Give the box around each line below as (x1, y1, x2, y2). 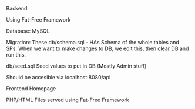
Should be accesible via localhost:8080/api (6, 74, 111, 80)
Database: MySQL (6, 27, 50, 34)
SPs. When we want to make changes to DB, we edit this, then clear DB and (6, 45, 189, 52)
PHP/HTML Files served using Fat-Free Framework (6, 96, 129, 103)
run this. (6, 51, 26, 58)
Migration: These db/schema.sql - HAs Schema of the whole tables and (6, 39, 179, 45)
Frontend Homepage (6, 85, 56, 92)
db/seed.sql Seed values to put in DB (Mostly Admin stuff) (6, 62, 147, 69)
